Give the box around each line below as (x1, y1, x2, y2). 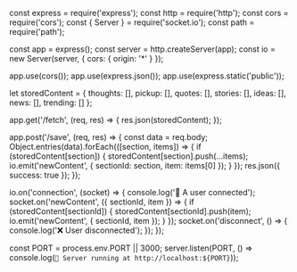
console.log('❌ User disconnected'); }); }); (9, 225, 165, 235)
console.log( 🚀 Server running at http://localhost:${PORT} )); (9, 252, 239, 262)
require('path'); (9, 27, 65, 37)
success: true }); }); (9, 169, 81, 180)
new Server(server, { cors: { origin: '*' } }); (9, 54, 164, 63)
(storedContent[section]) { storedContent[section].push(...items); (9, 151, 249, 161)
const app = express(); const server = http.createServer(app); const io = (9, 44, 276, 54)
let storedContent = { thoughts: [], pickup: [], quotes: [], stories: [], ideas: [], (9, 88, 287, 98)
